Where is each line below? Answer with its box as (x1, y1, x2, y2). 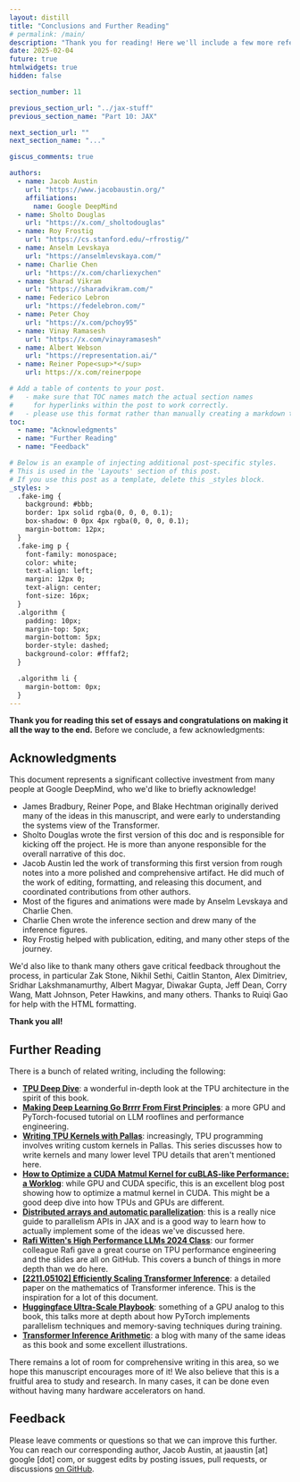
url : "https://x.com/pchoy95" (25, 318, 138, 327)
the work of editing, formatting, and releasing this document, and (21, 877, 262, 888)
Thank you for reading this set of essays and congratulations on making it (9, 715, 288, 726)
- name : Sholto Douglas (17, 210, 105, 219)
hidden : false (9, 72, 62, 80)
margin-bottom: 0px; (25, 682, 102, 691)
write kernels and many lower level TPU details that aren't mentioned (21, 1149, 276, 1160)
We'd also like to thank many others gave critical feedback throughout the (9, 961, 281, 972)
